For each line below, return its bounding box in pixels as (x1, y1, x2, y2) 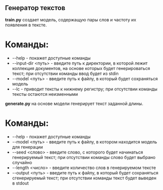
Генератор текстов (5, 4, 66, 12)
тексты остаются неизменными (12, 91, 78, 97)
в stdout (12, 180, 29, 186)
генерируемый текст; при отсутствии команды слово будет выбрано (12, 154, 156, 160)
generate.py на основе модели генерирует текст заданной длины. (5, 101, 144, 106)
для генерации (12, 144, 43, 150)
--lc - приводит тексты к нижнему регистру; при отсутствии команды (12, 86, 158, 92)
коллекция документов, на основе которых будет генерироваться (12, 65, 150, 71)
